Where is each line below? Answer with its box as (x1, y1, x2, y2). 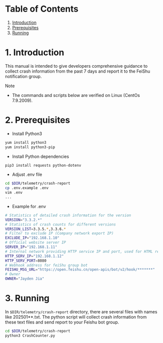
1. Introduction (5, 47, 65, 58)
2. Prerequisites (5, 114, 70, 126)
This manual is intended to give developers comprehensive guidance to (5, 63, 148, 69)
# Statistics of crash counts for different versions (5, 222, 116, 227)
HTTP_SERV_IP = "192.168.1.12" (5, 253, 64, 259)
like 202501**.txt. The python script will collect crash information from (5, 314, 147, 320)
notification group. (5, 73, 42, 79)
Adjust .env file (12, 171, 42, 177)
